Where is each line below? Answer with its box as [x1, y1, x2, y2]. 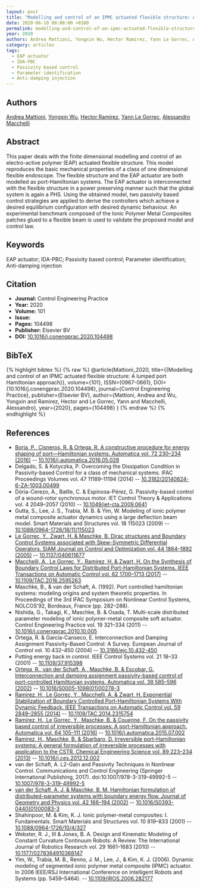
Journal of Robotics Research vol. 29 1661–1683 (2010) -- [14, 843, 156, 850]
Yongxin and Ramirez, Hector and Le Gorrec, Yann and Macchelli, [6, 398, 167, 405]
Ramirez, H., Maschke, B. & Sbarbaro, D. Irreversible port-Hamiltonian [14, 735, 186, 742]
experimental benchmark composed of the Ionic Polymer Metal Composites [6, 209, 192, 217]
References [6, 428, 50, 438]
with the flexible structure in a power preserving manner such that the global [6, 184, 194, 192]
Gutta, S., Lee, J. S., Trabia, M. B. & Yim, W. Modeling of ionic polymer [14, 507, 186, 514]
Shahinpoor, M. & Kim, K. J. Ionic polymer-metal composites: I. [14, 812, 168, 818]
